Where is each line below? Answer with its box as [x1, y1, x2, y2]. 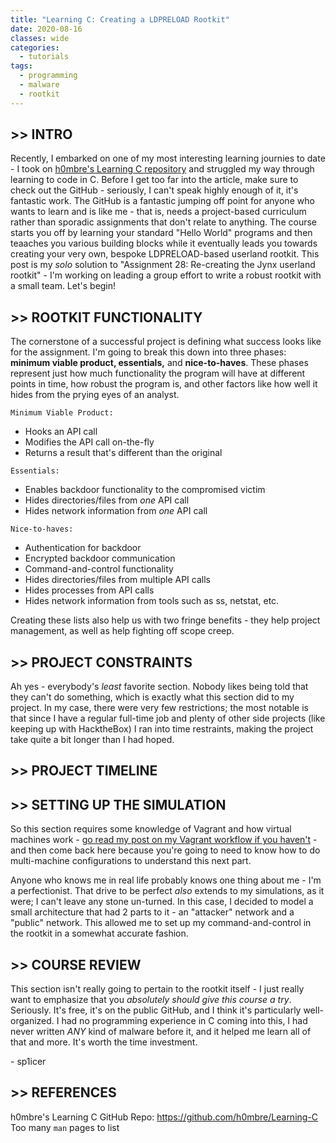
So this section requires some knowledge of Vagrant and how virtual [10, 823, 292, 835]
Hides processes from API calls [24, 584, 155, 596]
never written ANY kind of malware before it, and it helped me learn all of [10, 1026, 312, 1038]
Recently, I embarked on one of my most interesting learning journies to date [10, 152, 326, 165]
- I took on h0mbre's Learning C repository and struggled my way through [10, 163, 315, 175]
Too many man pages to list [10, 1121, 120, 1133]
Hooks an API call [24, 426, 98, 438]
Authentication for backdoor [24, 542, 142, 554]
